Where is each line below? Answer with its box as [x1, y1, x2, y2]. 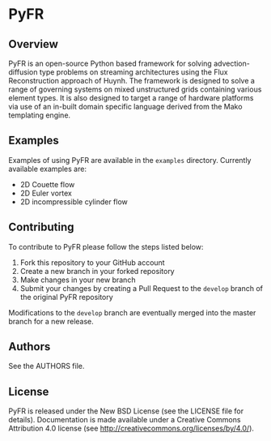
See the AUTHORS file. [8, 362, 85, 371]
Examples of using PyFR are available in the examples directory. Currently [8, 155, 252, 165]
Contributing [8, 220, 74, 234]
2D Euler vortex [19, 188, 73, 198]
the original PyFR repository [19, 292, 113, 302]
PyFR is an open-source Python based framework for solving [8, 58, 212, 68]
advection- [213, 58, 251, 68]
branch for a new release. [8, 316, 95, 326]
